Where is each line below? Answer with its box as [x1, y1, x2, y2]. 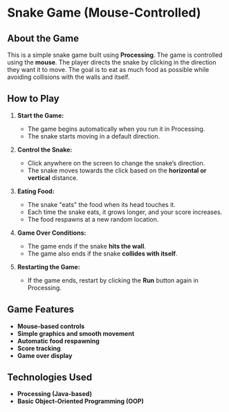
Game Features [7, 303, 75, 316]
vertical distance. [27, 173, 78, 181]
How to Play [7, 93, 60, 105]
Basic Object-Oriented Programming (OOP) [17, 397, 144, 406]
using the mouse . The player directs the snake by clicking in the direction [7, 58, 217, 66]
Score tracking [17, 344, 61, 352]
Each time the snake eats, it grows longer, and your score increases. [27, 208, 223, 216]
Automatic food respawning [17, 337, 100, 345]
